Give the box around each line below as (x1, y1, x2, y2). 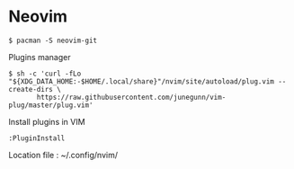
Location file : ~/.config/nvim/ (8, 149, 119, 160)
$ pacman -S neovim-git (8, 36, 98, 45)
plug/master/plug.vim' (8, 101, 94, 110)
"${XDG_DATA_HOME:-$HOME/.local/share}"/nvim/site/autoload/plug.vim (8, 76, 275, 86)
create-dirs (8, 84, 53, 93)
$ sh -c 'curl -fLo (8, 69, 82, 78)
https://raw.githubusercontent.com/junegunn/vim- (36, 93, 227, 102)
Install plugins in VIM (8, 116, 86, 127)
